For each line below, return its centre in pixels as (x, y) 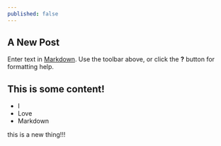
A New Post (34, 43)
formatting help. (31, 67)
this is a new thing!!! (36, 135)
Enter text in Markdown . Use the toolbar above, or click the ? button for (111, 59)
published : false (33, 14)
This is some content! (56, 89)
